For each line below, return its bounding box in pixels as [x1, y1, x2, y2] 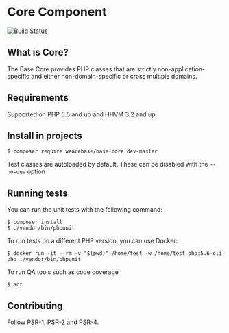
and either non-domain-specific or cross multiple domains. [31, 72, 197, 80]
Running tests [7, 187, 69, 199]
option [27, 167, 46, 175]
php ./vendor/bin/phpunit [7, 256, 81, 263]
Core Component [7, 4, 107, 20]
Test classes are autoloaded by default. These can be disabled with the [7, 160, 208, 169]
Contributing [7, 299, 63, 312]
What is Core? [7, 47, 69, 58]
